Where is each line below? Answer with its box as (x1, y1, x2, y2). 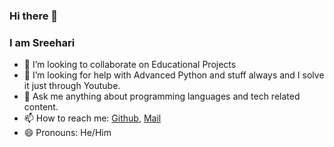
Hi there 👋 (9, 9, 59, 23)
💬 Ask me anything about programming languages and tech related (23, 90, 301, 103)
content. (23, 101, 59, 113)
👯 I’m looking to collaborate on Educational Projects (23, 59, 237, 71)
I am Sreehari (9, 35, 76, 49)
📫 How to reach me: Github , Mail (23, 112, 162, 124)
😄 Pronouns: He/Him (23, 127, 112, 139)
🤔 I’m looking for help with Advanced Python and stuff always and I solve (23, 69, 325, 81)
